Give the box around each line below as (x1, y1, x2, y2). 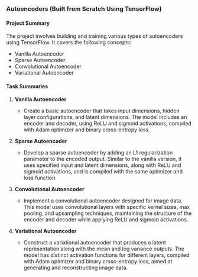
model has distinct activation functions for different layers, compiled (23, 252, 190, 259)
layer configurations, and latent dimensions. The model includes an (23, 114, 187, 121)
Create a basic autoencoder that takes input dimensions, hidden (23, 107, 180, 114)
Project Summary (6, 20, 50, 27)
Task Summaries (6, 82, 48, 90)
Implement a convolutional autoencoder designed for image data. (23, 197, 183, 204)
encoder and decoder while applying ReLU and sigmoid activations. (23, 216, 189, 223)
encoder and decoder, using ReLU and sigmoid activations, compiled (23, 120, 192, 127)
